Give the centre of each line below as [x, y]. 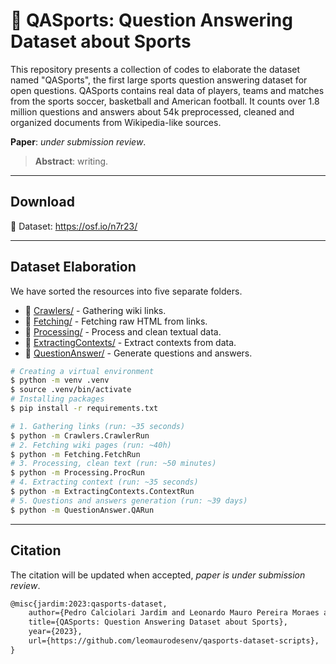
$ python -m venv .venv [60, 380]
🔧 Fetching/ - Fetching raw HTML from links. [116, 321]
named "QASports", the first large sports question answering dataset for [159, 80]
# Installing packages [57, 399]
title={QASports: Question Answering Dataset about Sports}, [158, 622]
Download [42, 202]
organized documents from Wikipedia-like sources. [116, 122]
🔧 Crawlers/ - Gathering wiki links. [95, 310]
